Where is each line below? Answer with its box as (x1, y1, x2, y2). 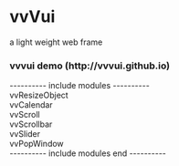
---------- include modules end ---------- (9, 148, 167, 159)
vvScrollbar (9, 119, 53, 130)
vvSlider (9, 129, 41, 140)
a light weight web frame (9, 36, 103, 47)
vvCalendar (9, 99, 53, 110)
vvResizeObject (9, 89, 68, 101)
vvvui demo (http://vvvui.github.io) (9, 59, 171, 72)
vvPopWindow (9, 139, 64, 150)
